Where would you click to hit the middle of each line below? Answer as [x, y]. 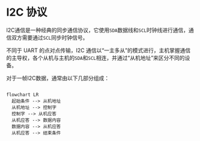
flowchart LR [23, 94]
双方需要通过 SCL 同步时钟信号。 [50, 37]
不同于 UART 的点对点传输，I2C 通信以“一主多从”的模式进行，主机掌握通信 [98, 50]
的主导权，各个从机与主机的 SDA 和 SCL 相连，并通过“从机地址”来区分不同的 [95, 58]
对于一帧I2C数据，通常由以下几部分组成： [58, 78]
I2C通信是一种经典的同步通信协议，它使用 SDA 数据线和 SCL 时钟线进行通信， [98, 30]
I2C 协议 [27, 12]
